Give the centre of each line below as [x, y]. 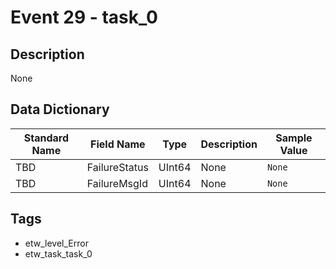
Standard [46, 138]
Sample [294, 138]
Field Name [118, 144]
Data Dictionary [60, 109]
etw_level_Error [56, 243]
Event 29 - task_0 [84, 17]
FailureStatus [117, 167]
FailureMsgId [117, 183]
